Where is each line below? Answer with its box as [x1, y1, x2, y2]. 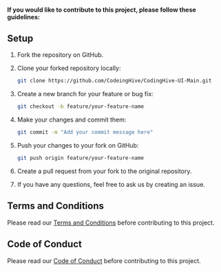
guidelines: [7, 12, 40, 21]
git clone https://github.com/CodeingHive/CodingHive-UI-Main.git [17, 78, 212, 84]
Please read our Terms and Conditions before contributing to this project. [7, 218, 215, 227]
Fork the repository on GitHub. [17, 51, 104, 59]
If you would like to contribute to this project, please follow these [7, 5, 196, 14]
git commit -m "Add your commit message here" [17, 129, 154, 136]
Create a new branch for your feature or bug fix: [17, 90, 154, 98]
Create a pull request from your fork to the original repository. [17, 167, 192, 175]
